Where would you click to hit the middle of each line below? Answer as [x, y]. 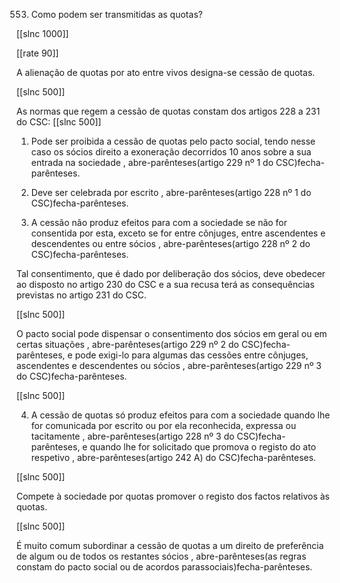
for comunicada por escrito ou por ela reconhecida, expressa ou [163, 425]
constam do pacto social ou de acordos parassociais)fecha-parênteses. [164, 567]
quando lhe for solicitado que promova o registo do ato [203, 447]
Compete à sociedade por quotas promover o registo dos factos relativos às [173, 496]
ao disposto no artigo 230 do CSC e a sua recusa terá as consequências [165, 284]
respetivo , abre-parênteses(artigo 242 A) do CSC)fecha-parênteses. [173, 457]
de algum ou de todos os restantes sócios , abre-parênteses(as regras [161, 556]
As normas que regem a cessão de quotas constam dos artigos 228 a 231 [168, 111]
